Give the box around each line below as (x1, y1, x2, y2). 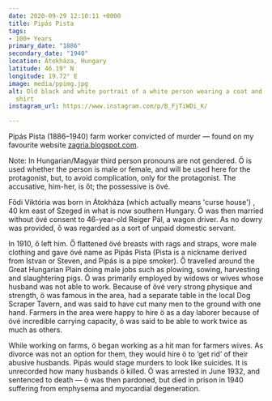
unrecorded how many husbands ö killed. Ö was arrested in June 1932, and (8, 366, 261, 377)
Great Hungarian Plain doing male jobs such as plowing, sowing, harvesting (8, 265, 261, 275)
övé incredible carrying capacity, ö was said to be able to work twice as (8, 317, 248, 326)
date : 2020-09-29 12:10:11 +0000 (8, 11, 121, 20)
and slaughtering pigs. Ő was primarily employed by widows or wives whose (8, 273, 264, 284)
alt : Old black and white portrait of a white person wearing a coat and (8, 87, 263, 96)
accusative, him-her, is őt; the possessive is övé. (8, 181, 171, 191)
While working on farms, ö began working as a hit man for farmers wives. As (8, 341, 264, 351)
